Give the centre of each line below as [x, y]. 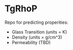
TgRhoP [21, 9]
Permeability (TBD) [31, 42]
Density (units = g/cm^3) [37, 37]
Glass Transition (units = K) [39, 32]
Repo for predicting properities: [36, 22]
